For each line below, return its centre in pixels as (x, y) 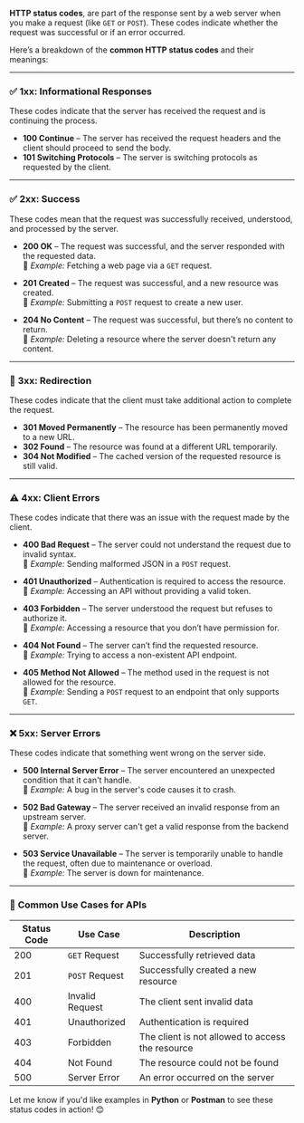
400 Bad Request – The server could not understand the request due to (157, 545)
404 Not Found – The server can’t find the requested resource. (141, 646)
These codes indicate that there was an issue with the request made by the (149, 518)
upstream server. (54, 817)
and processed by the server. (64, 228)
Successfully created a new (198, 970)
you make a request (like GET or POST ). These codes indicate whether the (144, 23)
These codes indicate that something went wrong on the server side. (138, 753)
